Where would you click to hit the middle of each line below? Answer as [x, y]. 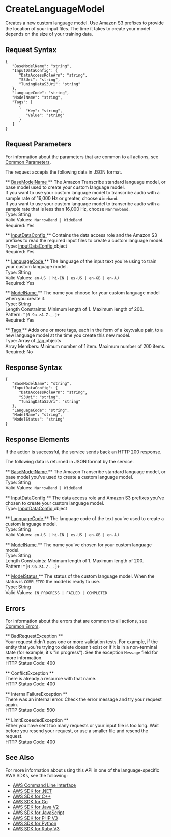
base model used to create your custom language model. [65, 187]
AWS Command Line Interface [44, 785]
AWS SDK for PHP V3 [35, 818]
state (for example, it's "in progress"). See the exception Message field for [82, 652]
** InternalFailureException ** [36, 694]
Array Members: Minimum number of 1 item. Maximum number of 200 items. [85, 346]
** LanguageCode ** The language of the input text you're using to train [81, 261]
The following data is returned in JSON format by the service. [69, 462]
